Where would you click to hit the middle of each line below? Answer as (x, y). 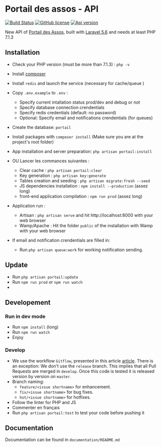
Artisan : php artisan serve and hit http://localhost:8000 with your (86, 215)
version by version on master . (42, 376)
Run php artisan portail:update (45, 277)
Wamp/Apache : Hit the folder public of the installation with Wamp (86, 225)
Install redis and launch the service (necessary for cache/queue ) (78, 83)
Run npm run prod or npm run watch (47, 282)
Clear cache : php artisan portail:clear (61, 170)
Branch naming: (28, 382)
